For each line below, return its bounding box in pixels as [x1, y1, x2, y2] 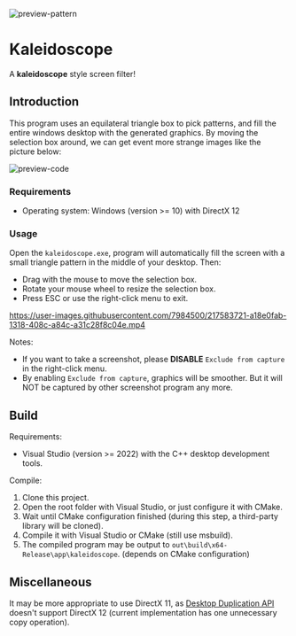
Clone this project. [21, 493, 90, 503]
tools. [21, 458, 43, 469]
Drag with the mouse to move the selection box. [21, 275, 198, 285]
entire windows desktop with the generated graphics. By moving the [9, 127, 259, 137]
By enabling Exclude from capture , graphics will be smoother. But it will [21, 373, 284, 384]
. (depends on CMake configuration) [117, 549, 250, 560]
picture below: [9, 146, 62, 157]
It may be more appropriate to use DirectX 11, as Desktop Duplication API [9, 598, 275, 609]
